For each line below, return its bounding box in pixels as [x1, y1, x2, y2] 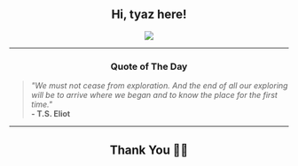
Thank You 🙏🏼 [109, 142, 189, 157]
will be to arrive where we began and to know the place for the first [30, 90, 278, 101]
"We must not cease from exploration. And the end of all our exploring [30, 80, 288, 91]
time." [30, 99, 53, 109]
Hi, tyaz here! [111, 7, 187, 22]
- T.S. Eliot [30, 109, 71, 119]
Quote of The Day [110, 60, 188, 72]
